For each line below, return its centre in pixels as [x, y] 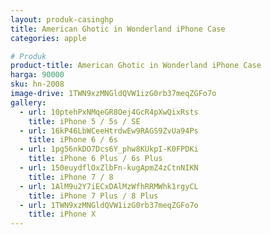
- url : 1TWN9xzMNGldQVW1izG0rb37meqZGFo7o [109, 205]
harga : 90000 [37, 75]
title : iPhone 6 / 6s [73, 140]
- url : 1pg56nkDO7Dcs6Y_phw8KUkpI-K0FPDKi [109, 149]
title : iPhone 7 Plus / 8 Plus [93, 196]
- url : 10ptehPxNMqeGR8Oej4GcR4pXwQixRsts [109, 112]
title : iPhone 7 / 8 [71, 177]
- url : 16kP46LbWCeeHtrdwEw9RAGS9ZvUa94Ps [109, 131]
